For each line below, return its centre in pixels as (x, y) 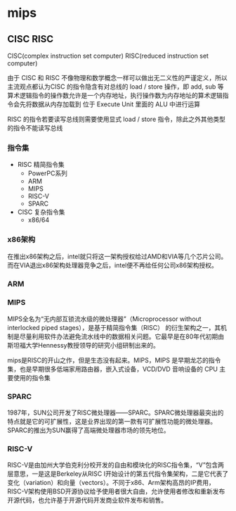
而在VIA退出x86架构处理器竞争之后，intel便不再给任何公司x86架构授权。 (112, 265)
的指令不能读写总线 (35, 128)
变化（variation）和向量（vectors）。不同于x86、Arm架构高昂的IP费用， (111, 483)
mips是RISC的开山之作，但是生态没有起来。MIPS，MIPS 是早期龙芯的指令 (114, 360)
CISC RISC (31, 39)
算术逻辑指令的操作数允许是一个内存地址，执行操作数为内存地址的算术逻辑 (115, 95)
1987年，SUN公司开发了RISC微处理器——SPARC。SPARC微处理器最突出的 (116, 412)
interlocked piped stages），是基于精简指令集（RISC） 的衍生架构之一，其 (114, 327)
